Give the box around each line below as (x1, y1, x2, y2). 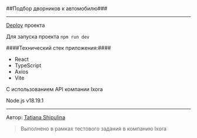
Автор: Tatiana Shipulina (6, 114, 66, 120)
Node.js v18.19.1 (6, 97, 44, 104)
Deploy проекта (6, 22, 45, 29)
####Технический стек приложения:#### (6, 44, 111, 51)
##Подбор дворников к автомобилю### (6, 5, 107, 12)
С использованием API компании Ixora (6, 86, 103, 92)
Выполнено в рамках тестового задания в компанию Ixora (20, 125, 167, 132)
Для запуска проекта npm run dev (6, 33, 90, 40)
